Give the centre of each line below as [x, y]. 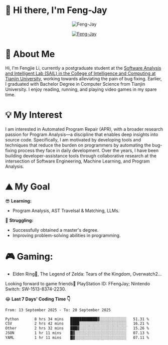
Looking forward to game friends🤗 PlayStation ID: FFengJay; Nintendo [78, 283]
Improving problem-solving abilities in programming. [66, 235]
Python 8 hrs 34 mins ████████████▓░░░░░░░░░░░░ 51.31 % [77, 319]
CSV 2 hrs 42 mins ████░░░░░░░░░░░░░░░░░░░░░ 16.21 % [77, 324]
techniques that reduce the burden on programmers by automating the [78, 145]
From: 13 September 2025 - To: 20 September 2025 [58, 310]
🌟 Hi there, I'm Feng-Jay [56, 10]
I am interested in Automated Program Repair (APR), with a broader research [84, 129]
